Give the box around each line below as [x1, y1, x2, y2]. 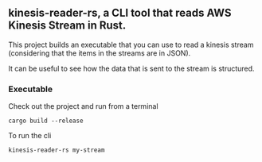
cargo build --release [8, 117, 84, 125]
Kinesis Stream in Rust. [8, 19, 127, 33]
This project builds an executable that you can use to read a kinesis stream [8, 40, 254, 49]
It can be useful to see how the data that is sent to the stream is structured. [8, 64, 255, 73]
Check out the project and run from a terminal [8, 102, 158, 111]
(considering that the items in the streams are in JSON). [8, 48, 191, 58]
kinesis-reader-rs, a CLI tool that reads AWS [8, 6, 232, 20]
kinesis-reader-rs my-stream [8, 146, 105, 154]
